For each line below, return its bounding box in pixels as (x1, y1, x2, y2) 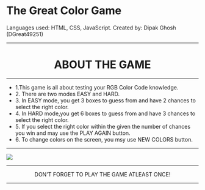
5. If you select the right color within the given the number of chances (15, 123, 191, 130)
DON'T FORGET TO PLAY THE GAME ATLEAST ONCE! (34, 170, 171, 178)
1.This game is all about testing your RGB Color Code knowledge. (15, 83, 179, 91)
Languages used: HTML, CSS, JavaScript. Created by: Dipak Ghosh (6, 24, 176, 31)
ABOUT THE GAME (54, 58, 151, 72)
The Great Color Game (6, 4, 122, 18)
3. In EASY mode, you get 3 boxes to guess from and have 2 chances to (15, 96, 196, 104)
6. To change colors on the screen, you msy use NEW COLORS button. (15, 135, 193, 143)
